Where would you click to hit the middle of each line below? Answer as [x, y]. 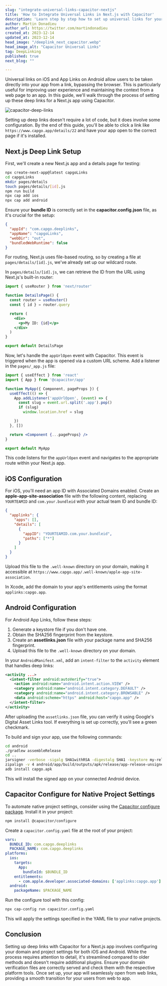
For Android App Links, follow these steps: [48, 619]
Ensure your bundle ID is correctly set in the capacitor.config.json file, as [81, 210]
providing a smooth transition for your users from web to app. [68, 978]
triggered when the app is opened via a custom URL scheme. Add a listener [83, 361]
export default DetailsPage [34, 346]
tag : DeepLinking [23, 51]
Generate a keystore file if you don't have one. [60, 629]
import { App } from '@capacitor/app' [45, 380]
